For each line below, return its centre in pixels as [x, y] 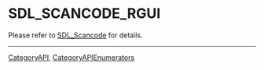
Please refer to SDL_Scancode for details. [75, 35]
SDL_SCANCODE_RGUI [84, 14]
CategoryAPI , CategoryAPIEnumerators [71, 57]
